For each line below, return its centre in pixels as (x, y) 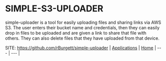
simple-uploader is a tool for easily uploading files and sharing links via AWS (83, 22)
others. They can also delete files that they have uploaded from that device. (82, 38)
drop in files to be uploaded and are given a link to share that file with (76, 33)
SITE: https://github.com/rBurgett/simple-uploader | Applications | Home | (81, 48)
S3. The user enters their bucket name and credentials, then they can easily (83, 27)
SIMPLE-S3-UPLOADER (54, 9)
